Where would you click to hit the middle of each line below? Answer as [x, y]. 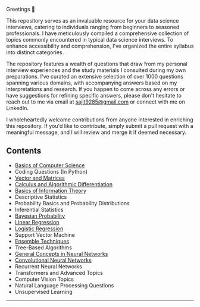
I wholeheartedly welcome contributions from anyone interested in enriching [100, 120]
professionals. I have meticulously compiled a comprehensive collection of [98, 33]
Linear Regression [37, 222]
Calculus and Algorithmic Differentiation [64, 184]
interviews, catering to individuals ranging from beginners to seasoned [93, 27]
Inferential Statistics [39, 209]
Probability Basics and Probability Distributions [72, 203]
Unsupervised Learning [43, 292]
